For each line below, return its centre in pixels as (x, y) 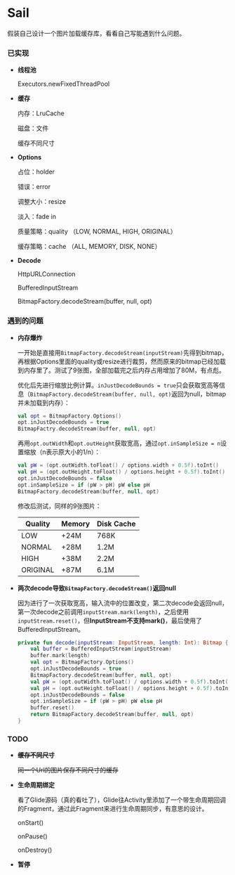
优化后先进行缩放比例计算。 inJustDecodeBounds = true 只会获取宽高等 (118, 385)
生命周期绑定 (36, 785)
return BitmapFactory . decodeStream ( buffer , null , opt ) (112, 715)
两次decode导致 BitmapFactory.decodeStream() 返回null (97, 588)
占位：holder (36, 172)
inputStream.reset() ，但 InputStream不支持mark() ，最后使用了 (109, 621)
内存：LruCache (41, 113)
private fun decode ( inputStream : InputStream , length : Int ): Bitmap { (123, 642)
